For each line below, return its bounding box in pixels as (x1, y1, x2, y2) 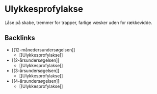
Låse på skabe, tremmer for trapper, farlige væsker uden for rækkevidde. (4, 20, 153, 25)
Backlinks (4, 34, 35, 42)
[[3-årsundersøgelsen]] (11, 68, 60, 73)
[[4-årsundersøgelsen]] (11, 78, 60, 84)
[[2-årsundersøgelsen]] (11, 57, 60, 63)
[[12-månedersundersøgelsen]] (11, 47, 76, 52)
